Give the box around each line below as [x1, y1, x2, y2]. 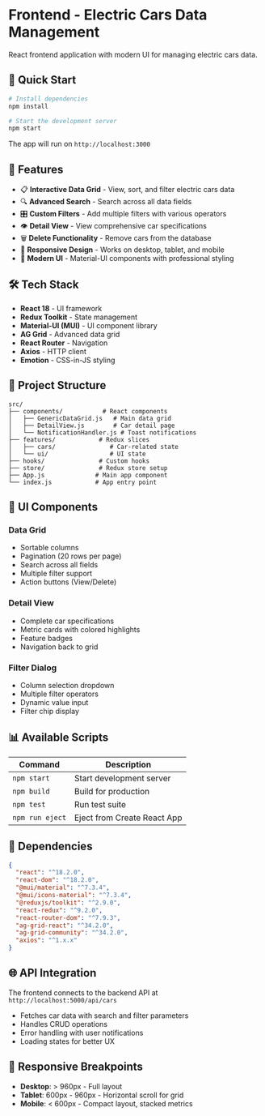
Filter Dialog [8, 662, 57, 673]
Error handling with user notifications [19, 1028, 144, 1037]
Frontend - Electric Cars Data [8, 6, 208, 24]
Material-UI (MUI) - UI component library [19, 320, 158, 330]
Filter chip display [19, 706, 79, 716]
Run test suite [74, 798, 127, 810]
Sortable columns [19, 543, 79, 553]
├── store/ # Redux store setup [8, 464, 168, 472]
